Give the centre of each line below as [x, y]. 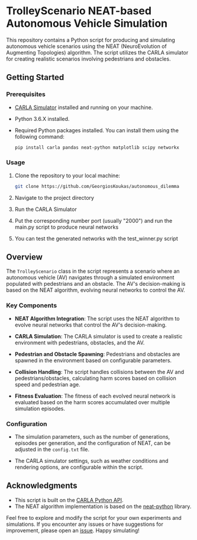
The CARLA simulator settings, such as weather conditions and [91, 461]
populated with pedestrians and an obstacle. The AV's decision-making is [96, 284]
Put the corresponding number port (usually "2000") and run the [93, 221]
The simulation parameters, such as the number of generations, [92, 437]
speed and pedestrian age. [48, 384]
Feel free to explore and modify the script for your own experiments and [94, 517]
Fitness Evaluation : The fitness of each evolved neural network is [95, 396]
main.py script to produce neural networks [67, 227]
